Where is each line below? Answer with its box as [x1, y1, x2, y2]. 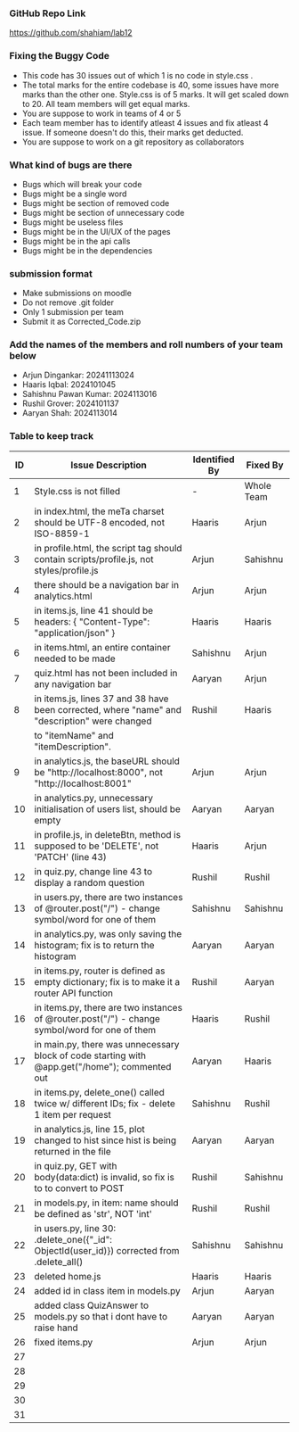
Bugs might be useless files [21, 217, 124, 228]
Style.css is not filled [34, 484, 121, 497]
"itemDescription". [34, 740, 111, 752]
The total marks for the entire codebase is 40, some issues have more [21, 79, 279, 90]
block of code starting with [34, 1049, 147, 1062]
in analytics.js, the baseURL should [34, 755, 181, 767]
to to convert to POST [34, 1181, 125, 1194]
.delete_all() [34, 1255, 84, 1268]
